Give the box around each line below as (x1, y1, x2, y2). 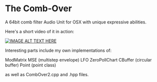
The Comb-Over (5, 3, 72, 14)
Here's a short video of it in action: (5, 28, 74, 34)
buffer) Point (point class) (5, 62, 56, 68)
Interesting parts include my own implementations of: (5, 47, 112, 53)
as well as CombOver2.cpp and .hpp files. (5, 71, 89, 77)
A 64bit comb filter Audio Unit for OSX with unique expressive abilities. (5, 19, 147, 25)
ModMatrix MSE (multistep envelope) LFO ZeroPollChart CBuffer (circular (5, 57, 152, 62)
